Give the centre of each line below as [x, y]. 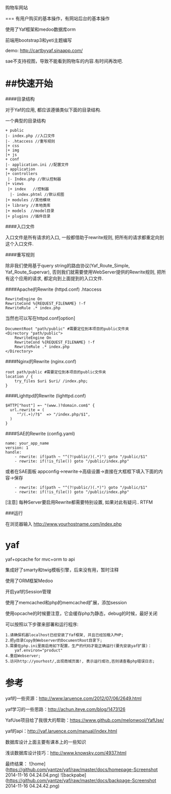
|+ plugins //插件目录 [28, 216]
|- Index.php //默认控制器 [34, 179]
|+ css [12, 146]
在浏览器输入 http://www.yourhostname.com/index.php [63, 524]
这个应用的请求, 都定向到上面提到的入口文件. [57, 278]
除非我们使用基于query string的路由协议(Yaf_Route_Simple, [68, 265]
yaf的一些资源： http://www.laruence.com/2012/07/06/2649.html [73, 698]
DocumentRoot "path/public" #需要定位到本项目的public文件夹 [67, 329]
